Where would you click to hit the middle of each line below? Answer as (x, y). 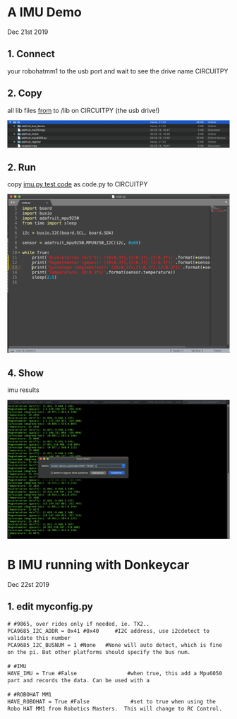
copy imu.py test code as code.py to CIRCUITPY (78, 184)
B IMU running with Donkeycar (98, 565)
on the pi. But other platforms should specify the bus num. (99, 652)
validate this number (39, 638)
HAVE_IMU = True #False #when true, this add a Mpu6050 (115, 673)
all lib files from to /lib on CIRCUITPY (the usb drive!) (84, 110)
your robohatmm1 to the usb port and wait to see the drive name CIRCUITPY (118, 71)
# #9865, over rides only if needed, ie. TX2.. (79, 624)
